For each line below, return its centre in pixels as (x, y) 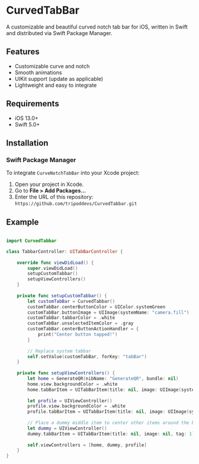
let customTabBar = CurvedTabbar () (71, 301)
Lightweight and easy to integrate (56, 85)
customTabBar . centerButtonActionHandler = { (83, 329)
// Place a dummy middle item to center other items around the (108, 423)
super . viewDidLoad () (53, 268)
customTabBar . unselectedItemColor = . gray (81, 323)
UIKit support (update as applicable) (59, 78)
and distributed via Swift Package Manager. (59, 33)
